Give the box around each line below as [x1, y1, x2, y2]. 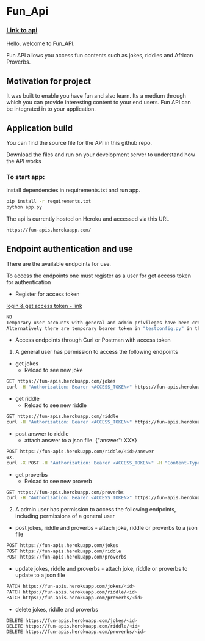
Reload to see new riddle [24, 401, 87, 409]
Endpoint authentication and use [6, 244, 133, 254]
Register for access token [15, 290, 80, 298]
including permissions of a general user [15, 512, 115, 520]
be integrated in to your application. [6, 105, 96, 112]
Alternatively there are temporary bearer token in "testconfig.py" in [6, 325, 192, 331]
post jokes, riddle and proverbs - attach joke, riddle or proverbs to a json [15, 524, 198, 532]
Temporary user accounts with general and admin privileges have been [6, 320, 190, 326]
